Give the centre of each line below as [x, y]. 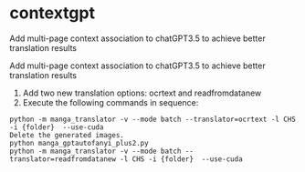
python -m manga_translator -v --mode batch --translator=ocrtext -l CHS [153, 119]
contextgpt [53, 13]
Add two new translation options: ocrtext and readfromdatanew [142, 93]
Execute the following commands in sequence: [110, 102]
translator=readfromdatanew [63, 159]
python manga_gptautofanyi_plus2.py [79, 143]
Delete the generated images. [67, 135]
